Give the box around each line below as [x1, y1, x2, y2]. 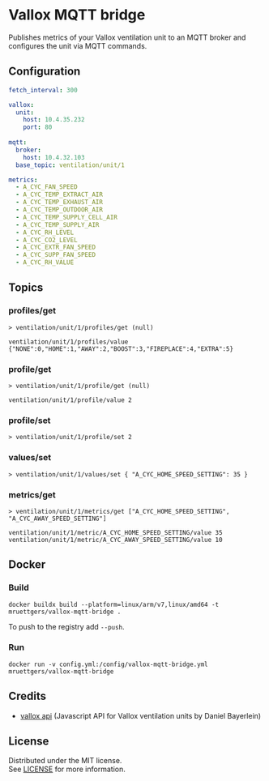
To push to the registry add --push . [8, 621, 125, 631]
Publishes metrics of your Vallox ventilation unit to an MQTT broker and [8, 32, 246, 42]
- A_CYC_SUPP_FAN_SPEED [15, 251, 96, 259]
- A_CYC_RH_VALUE [15, 258, 75, 267]
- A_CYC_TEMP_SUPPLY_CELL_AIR [15, 213, 117, 221]
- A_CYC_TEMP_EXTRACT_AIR [15, 190, 104, 199]
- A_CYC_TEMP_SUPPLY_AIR [15, 220, 100, 228]
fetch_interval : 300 [8, 86, 79, 94]
